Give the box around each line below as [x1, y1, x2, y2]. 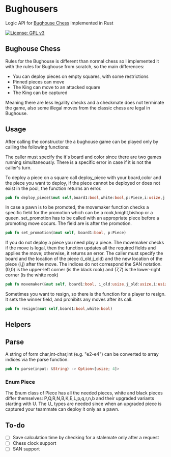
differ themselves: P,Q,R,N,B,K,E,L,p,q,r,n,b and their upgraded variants [5, 395, 154, 402]
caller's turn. [5, 164, 32, 170]
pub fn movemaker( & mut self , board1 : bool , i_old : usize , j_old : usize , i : [5, 282, 158, 287]
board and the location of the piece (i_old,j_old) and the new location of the [5, 255, 163, 262]
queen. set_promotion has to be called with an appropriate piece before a [5, 215, 159, 221]
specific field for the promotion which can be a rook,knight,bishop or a [5, 210, 153, 216]
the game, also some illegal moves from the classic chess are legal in [5, 105, 150, 111]
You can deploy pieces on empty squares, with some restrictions [12, 73, 149, 79]
